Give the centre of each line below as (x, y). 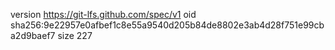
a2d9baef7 (33, 35)
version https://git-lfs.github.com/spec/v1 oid (103, 14)
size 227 (75, 35)
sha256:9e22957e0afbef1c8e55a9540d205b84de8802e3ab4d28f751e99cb (167, 25)
